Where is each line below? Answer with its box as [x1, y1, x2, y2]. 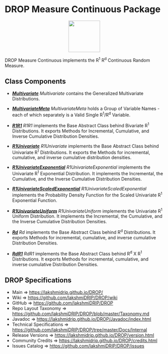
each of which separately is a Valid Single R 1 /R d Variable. [12, 111, 131, 118]
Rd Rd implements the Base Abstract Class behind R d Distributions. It [12, 228, 156, 235]
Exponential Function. [12, 197, 58, 203]
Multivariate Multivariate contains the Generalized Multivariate [12, 90, 144, 96]
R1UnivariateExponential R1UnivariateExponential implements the [12, 164, 151, 170]
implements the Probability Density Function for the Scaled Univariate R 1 [12, 191, 162, 198]
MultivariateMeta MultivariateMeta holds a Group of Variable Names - [12, 106, 160, 112]
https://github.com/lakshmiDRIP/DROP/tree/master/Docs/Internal [12, 327, 147, 333]
